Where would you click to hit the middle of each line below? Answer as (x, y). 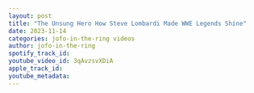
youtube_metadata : (39, 76)
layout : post (30, 16)
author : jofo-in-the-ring (52, 46)
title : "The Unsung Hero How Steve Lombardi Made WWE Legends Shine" (128, 23)
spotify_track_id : (39, 53)
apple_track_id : (35, 69)
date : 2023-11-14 (37, 31)
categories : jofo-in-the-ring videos (72, 38)
